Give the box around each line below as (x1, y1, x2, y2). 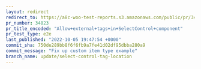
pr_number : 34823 (5, 20, 49, 26)
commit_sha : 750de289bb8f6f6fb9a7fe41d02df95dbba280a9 (5, 43, 146, 49)
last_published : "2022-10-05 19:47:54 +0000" (5, 37, 121, 43)
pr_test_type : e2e (5, 31, 52, 37)
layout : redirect (5, 8, 49, 15)
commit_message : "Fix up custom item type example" (5, 48, 137, 54)
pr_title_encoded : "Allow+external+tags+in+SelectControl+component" (5, 25, 184, 32)
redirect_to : (5, 14, 38, 20)
